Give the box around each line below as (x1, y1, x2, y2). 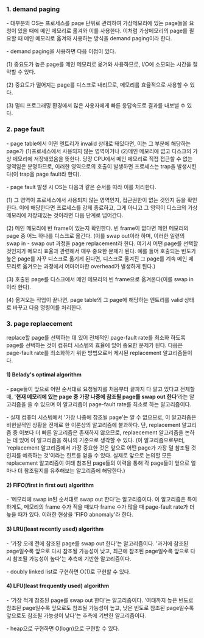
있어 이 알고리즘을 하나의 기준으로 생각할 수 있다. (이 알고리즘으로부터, (19, 437, 185, 444)
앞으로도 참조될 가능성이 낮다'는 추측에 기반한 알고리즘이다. (6, 612, 146, 619)
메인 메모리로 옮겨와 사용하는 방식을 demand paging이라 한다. (24, 35, 172, 42)
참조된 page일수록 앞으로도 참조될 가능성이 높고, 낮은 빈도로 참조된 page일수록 (6, 604, 194, 611)
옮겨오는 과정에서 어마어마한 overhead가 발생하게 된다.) (22, 262, 156, 270)
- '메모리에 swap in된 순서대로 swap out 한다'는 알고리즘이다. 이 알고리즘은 (6, 496, 186, 503)
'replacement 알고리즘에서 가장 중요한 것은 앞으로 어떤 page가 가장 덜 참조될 (6, 444, 190, 451)
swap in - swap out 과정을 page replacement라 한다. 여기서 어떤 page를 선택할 (6, 240, 199, 247)
